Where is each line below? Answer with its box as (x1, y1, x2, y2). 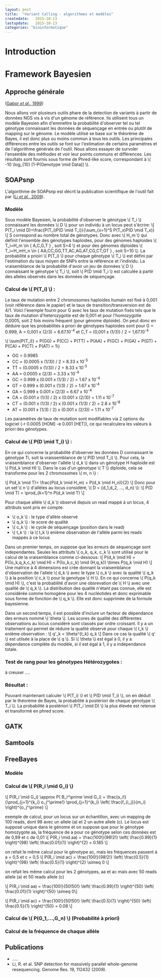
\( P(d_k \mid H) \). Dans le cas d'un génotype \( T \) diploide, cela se (5, 465, 143, 471)
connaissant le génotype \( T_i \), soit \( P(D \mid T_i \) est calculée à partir (5, 268, 154, 275)
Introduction (5, 46, 56, 57)
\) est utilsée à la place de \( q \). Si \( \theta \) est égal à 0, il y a (5, 636, 132, 642)
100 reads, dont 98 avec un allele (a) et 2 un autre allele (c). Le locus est (5, 819, 149, 824)
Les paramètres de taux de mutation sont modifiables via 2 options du (5, 416, 145, 422)
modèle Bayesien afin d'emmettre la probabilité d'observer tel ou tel (5, 120, 140, 126)
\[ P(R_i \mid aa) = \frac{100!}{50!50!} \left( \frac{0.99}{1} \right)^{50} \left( (5, 883, 154, 889)
